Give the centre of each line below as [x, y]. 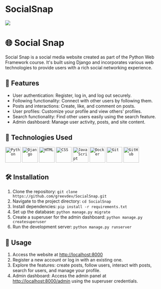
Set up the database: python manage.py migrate [61, 212]
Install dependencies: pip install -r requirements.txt [70, 207]
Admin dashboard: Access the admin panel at [59, 276]
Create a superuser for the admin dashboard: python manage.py [77, 217]
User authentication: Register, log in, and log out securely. [72, 95]
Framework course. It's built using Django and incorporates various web [79, 62]
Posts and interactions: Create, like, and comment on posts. [74, 106]
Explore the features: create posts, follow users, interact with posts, [82, 265]
